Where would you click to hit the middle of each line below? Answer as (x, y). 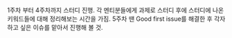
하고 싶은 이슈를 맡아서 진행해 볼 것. (55, 27)
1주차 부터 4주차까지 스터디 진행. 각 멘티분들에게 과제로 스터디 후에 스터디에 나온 (116, 10)
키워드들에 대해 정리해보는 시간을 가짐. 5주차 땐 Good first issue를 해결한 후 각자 (116, 19)
